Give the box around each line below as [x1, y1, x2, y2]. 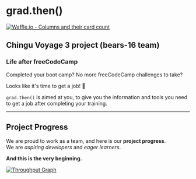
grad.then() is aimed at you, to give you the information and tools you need [6, 93, 188, 100]
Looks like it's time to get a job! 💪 [6, 82, 86, 89]
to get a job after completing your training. [6, 100, 108, 107]
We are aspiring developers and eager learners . [6, 144, 121, 151]
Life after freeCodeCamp [6, 58, 78, 66]
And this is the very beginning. [6, 155, 83, 162]
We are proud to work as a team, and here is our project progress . [6, 138, 166, 145]
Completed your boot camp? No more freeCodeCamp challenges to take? [6, 71, 183, 78]
